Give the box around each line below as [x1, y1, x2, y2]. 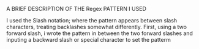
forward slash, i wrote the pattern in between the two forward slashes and [6, 30, 193, 37]
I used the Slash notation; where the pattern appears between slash [6, 17, 178, 24]
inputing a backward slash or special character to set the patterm [6, 36, 171, 43]
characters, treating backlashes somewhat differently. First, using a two [6, 24, 187, 30]
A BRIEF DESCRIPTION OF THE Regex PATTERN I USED [6, 5, 147, 12]
